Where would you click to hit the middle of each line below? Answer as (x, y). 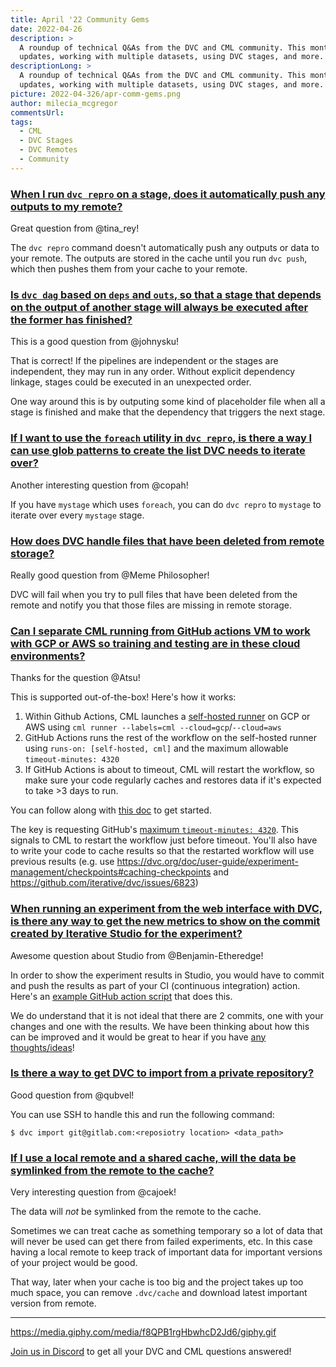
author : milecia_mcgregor (64, 103)
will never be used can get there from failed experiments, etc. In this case (161, 1242)
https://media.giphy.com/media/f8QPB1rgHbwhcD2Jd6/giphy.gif (143, 1332)
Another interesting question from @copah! (99, 485)
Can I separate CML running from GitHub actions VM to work (160, 631)
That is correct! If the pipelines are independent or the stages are (144, 361)
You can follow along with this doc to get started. (111, 810)
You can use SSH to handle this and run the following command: (142, 1114)
